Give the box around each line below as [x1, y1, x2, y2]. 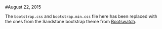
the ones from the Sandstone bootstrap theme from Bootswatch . [5, 19, 137, 24]
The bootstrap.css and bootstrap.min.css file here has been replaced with [5, 14, 158, 19]
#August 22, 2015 [5, 4, 41, 10]
